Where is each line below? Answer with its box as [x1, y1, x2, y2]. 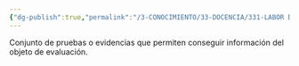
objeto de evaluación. [9, 46, 89, 57]
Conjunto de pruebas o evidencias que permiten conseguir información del [9, 37, 285, 48]
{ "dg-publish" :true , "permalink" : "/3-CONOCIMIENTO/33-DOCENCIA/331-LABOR [9, 12, 285, 22]
